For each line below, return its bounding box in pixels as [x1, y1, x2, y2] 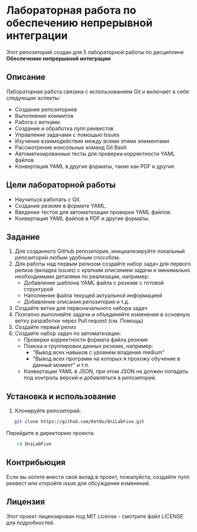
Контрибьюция [6, 458, 66, 468]
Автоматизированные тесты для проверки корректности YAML [14, 150, 176, 157]
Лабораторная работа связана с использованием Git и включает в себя [6, 87, 189, 95]
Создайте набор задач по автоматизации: [14, 330, 122, 337]
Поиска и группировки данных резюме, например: [23, 343, 154, 350]
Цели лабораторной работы [6, 180, 116, 190]
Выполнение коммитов [14, 112, 74, 119]
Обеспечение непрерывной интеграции [6, 55, 111, 62]
